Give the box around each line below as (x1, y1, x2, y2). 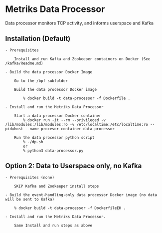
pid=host (5, 126, 23, 131)
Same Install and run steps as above (14, 223, 93, 228)
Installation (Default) (5, 34, 71, 43)
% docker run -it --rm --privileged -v (23, 117, 106, 123)
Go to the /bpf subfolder (14, 78, 68, 83)
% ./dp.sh (23, 139, 43, 144)
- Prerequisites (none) (5, 175, 55, 180)
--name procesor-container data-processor (25, 126, 115, 131)
